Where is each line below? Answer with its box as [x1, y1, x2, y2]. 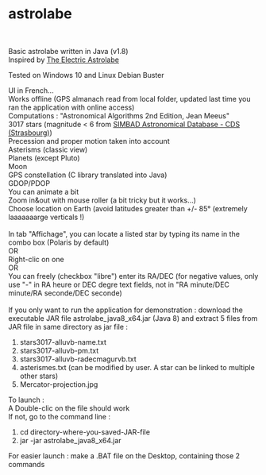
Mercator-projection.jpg [19, 379, 98, 389]
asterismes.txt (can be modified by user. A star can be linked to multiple [19, 362, 256, 372]
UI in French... [8, 85, 54, 95]
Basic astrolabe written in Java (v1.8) [8, 46, 129, 56]
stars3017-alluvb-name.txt [19, 337, 107, 346]
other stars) [19, 371, 59, 380]
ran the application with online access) [8, 102, 135, 112]
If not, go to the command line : [8, 411, 111, 421]
